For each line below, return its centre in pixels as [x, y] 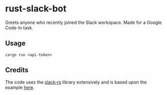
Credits [17, 70]
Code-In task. [19, 27]
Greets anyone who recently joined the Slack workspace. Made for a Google [83, 22]
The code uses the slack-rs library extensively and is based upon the [76, 82]
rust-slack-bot [36, 9]
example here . [20, 87]
